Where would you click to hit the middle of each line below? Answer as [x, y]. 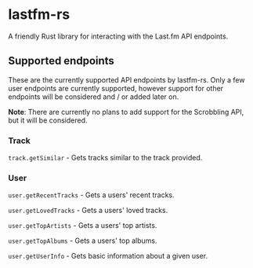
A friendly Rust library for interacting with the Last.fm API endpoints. [118, 36]
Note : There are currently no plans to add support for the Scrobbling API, [126, 112]
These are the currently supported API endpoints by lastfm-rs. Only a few [127, 79]
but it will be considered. [48, 120]
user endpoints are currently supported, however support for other [116, 88]
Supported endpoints [61, 61]
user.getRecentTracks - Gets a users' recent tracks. [91, 195]
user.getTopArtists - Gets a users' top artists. [83, 226]
